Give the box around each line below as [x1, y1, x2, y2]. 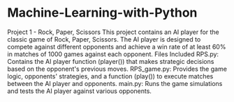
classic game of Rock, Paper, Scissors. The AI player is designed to [7, 35, 201, 43]
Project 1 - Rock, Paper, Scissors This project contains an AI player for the [7, 28, 220, 36]
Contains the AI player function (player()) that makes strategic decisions [7, 57, 214, 65]
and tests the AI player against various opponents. [7, 87, 152, 95]
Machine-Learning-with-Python [7, 5, 198, 21]
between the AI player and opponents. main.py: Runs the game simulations [7, 79, 223, 87]
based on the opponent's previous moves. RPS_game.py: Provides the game [7, 65, 227, 73]
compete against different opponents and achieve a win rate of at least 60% [7, 42, 226, 51]
